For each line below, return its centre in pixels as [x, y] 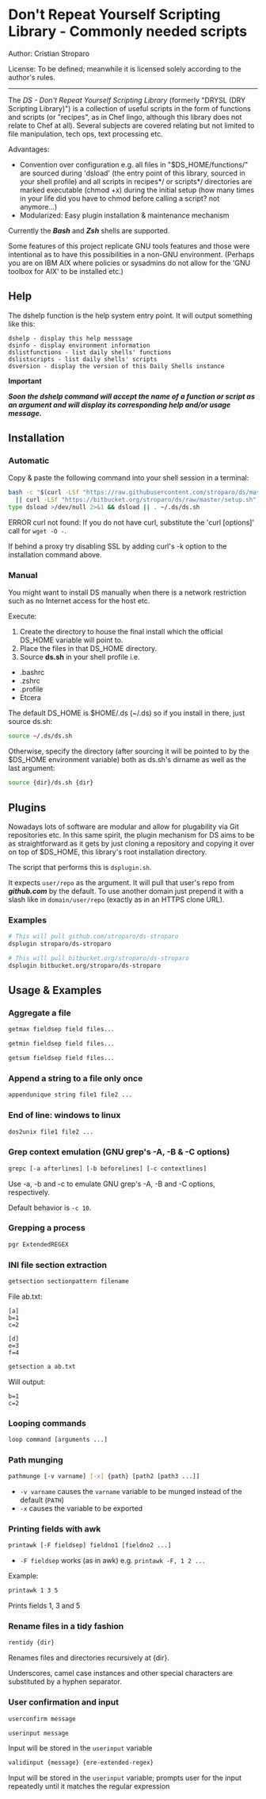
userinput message [38, 1733]
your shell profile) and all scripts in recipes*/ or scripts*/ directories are [136, 181]
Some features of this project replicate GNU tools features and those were [129, 246]
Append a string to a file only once [76, 1078]
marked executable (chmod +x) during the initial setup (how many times [137, 190]
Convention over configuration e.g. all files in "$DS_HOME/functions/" [134, 164]
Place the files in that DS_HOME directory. [88, 649]
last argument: [32, 769]
